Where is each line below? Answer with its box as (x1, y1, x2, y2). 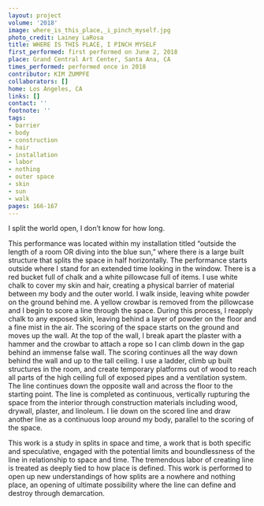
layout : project (8, 11, 61, 20)
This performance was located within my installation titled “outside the (8, 239, 236, 248)
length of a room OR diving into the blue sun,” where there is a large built (8, 247, 244, 257)
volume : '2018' (8, 19, 58, 27)
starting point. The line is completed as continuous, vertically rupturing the (8, 389, 251, 399)
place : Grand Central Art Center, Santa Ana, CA (8, 56, 171, 64)
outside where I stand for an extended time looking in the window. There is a (8, 264, 256, 273)
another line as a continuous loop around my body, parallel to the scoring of (8, 415, 255, 424)
